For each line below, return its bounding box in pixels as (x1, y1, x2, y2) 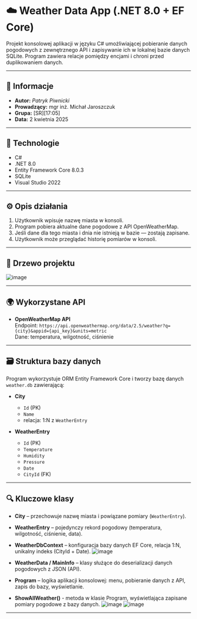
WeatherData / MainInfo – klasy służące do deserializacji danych (14, 559, 173, 566)
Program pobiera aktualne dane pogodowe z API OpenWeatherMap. (14, 223, 179, 230)
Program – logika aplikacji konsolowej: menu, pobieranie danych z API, (14, 577, 186, 584)
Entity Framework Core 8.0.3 (14, 166, 84, 173)
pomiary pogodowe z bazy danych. (14, 600, 100, 608)
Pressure (23, 459, 45, 465)
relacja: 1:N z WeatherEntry (23, 416, 88, 423)
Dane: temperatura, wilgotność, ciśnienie (14, 333, 114, 340)
